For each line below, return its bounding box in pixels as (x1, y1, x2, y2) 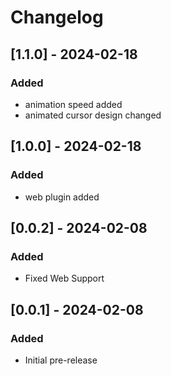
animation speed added (24, 98, 123, 110)
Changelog (10, 6, 104, 29)
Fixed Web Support (24, 272, 105, 285)
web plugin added (24, 191, 100, 203)
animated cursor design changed (24, 109, 162, 121)
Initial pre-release (24, 354, 98, 366)
